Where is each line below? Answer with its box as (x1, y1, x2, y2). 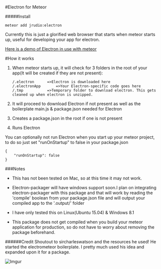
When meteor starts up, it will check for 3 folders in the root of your (12, 65, 147, 71)
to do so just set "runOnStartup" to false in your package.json (5, 140, 128, 145)
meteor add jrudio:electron (5, 23, 62, 28)
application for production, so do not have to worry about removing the (12, 224, 155, 230)
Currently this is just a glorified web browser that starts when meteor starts (5, 32, 156, 37)
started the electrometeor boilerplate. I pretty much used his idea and (5, 244, 144, 250)
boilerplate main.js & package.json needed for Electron (12, 106, 122, 111)
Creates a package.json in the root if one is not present (12, 115, 123, 121)
